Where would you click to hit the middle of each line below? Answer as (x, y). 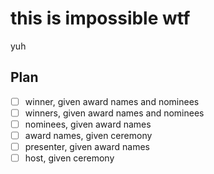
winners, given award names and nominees (114, 113)
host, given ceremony (69, 158)
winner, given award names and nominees (112, 101)
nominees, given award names (88, 124)
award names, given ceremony (88, 135)
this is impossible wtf (100, 18)
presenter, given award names (87, 146)
